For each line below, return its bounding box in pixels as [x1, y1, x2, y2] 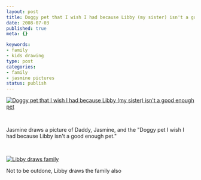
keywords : [6, 42, 31, 48]
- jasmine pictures [6, 75, 55, 81]
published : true [6, 25, 47, 32]
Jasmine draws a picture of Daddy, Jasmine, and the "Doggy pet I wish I [6, 126, 184, 134]
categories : [6, 64, 36, 70]
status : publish [6, 80, 47, 86]
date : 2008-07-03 [6, 20, 50, 26]
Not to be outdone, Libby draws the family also [6, 167, 121, 175]
